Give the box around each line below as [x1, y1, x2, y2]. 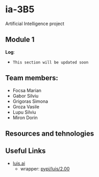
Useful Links [5, 147, 46, 156]
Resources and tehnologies [5, 129, 94, 138]
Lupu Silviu [12, 109, 37, 115]
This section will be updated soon [12, 60, 89, 65]
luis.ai [12, 160, 26, 166]
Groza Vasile [12, 103, 40, 109]
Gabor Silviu [12, 93, 39, 99]
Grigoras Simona [12, 98, 48, 104]
